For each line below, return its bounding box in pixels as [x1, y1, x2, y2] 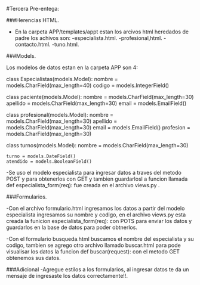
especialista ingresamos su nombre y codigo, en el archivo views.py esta [6, 211, 186, 218]
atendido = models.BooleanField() [6, 159, 93, 165]
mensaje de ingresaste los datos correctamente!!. [6, 272, 128, 279]
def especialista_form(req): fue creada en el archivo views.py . [6, 182, 160, 188]
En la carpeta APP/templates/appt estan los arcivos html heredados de [14, 28, 189, 35]
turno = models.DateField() [6, 153, 76, 159]
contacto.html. [14, 41, 51, 48]
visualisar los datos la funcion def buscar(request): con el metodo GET [6, 248, 180, 255]
